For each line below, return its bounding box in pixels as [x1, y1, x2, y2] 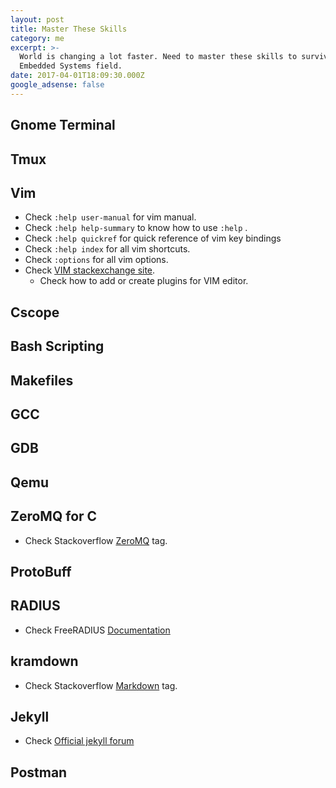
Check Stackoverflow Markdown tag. [24, 679, 178, 691]
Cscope [10, 304, 60, 321]
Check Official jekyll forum [24, 735, 135, 747]
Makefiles [10, 372, 74, 389]
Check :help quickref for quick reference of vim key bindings [24, 232, 282, 245]
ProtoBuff [10, 563, 72, 580]
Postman [10, 764, 68, 781]
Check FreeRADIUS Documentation [24, 624, 171, 636]
